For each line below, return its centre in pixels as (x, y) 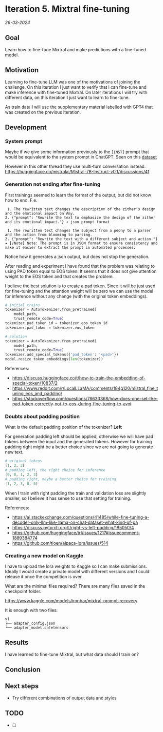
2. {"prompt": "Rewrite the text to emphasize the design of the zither (80, 218)
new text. (14, 452)
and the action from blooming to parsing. (49, 235)
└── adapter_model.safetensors (37, 628)
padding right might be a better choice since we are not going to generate (79, 447)
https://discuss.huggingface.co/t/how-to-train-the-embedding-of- (79, 378)
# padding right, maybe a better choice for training (61, 479)
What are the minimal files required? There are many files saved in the (75, 586)
